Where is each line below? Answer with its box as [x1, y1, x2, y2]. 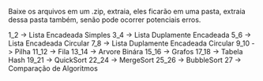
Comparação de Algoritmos [8, 64, 99, 73]
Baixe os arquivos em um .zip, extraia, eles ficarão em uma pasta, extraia [8, 7, 246, 16]
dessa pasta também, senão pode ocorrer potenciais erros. [8, 15, 201, 24]
